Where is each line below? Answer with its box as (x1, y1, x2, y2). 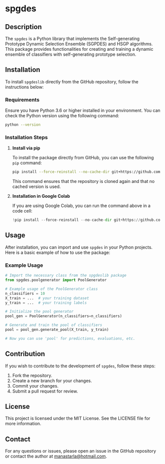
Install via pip (12, 145, 40, 151)
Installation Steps (5, 134, 48, 141)
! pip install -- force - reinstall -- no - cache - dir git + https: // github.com (12, 217, 163, 222)
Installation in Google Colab (12, 193, 70, 199)
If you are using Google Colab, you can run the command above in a (12, 203, 151, 209)
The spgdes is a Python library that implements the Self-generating (5, 36, 140, 41)
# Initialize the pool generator (5, 309, 74, 314)
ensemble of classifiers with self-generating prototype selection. (5, 51, 136, 57)
